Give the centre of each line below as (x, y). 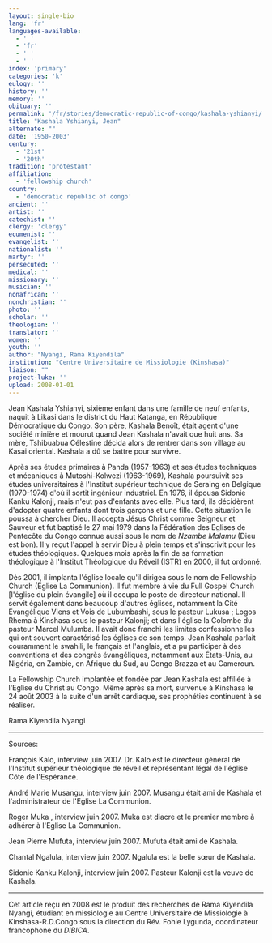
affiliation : (30, 174)
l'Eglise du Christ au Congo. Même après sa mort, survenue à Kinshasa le (131, 687)
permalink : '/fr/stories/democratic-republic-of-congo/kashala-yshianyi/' (137, 114)
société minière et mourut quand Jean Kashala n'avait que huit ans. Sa (126, 433)
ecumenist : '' (32, 235)
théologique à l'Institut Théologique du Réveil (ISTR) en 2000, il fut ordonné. (135, 561)
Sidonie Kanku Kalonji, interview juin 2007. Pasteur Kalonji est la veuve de (131, 873)
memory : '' (27, 99)
